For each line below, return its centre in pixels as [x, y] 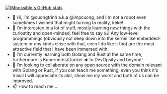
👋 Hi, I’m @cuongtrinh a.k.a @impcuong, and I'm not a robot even [79, 17]
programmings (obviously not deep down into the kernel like [74, 38]
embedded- [149, 38]
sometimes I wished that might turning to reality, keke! [68, 23]
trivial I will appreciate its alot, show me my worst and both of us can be [85, 75]
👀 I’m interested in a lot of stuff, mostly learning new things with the [81, 28]
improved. [23, 81]
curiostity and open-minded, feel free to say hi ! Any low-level [76, 33]
